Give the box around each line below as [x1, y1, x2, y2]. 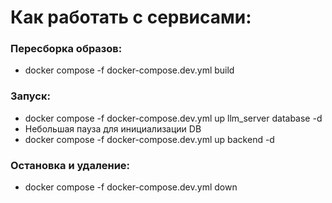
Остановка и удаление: [10, 158, 131, 172]
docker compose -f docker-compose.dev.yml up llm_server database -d [24, 112, 323, 124]
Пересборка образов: [10, 42, 123, 56]
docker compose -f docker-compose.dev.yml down [24, 181, 238, 193]
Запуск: [10, 89, 51, 103]
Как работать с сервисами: [10, 6, 252, 29]
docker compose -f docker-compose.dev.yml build [24, 64, 235, 76]
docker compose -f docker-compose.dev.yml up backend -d [24, 133, 275, 145]
